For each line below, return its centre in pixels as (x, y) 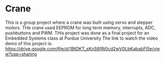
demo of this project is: (29, 43)
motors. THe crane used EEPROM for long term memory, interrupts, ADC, (81, 27)
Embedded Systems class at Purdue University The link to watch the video (82, 38)
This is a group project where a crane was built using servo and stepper (79, 22)
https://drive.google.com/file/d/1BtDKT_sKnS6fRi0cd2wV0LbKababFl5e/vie (82, 49)
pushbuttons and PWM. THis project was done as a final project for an (77, 33)
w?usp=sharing (21, 54)
